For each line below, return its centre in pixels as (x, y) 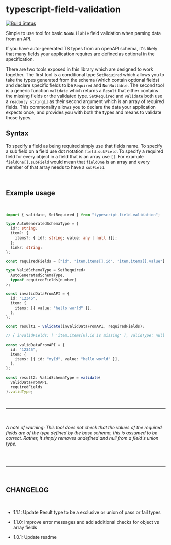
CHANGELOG (27, 490)
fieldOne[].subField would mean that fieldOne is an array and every (78, 162)
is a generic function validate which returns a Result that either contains (82, 90)
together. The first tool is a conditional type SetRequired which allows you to (85, 74)
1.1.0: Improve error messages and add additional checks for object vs (86, 522)
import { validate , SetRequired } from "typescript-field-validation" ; (83, 215)
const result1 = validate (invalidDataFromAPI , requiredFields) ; (75, 327)
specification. (20, 59)
